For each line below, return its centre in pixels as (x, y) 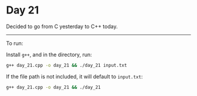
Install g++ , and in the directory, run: (49, 54)
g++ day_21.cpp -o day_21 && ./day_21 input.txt (67, 65)
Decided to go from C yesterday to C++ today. (62, 26)
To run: (15, 43)
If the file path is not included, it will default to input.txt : (74, 76)
